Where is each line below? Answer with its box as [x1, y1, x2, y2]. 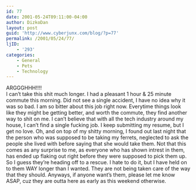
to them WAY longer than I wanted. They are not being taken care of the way [6, 165, 191, 172]
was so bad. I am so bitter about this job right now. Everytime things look [6, 103, 181, 110]
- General [16, 57, 41, 63]
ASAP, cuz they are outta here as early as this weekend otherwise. [6, 178, 167, 185]
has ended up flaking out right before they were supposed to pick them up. [6, 153, 187, 160]
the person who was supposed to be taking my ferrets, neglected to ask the [6, 134, 189, 141]
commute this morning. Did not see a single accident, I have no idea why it [6, 97, 185, 104]
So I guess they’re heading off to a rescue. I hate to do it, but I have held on [6, 159, 187, 166]
